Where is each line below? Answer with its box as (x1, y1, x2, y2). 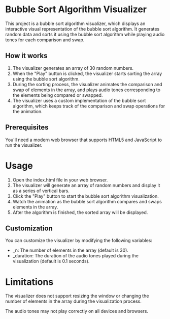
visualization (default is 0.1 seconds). (12, 258, 90, 264)
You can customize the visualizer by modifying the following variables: (5, 237, 152, 244)
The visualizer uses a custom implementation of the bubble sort (12, 97, 146, 103)
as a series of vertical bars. (12, 188, 70, 194)
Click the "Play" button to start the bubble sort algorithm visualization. (12, 193, 159, 199)
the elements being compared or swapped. (12, 92, 103, 98)
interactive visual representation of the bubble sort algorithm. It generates (5, 25, 160, 32)
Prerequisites (5, 123, 49, 132)
